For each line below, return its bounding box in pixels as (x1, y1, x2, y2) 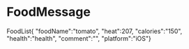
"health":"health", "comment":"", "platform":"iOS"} (6, 34, 151, 42)
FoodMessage (6, 4, 91, 20)
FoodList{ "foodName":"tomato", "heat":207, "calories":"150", (6, 27, 183, 35)
